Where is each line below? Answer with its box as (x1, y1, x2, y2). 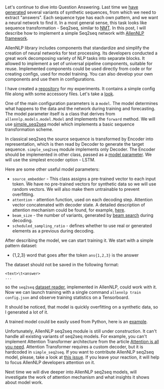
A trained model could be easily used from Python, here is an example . (5, 319, 148, 324)
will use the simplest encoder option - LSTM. (5, 157, 95, 162)
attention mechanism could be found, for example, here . (12, 207, 126, 213)
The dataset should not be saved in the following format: (5, 262, 119, 267)
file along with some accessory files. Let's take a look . (5, 91, 115, 97)
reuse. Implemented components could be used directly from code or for (5, 66, 152, 72)
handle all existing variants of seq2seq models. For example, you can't (5, 334, 147, 339)
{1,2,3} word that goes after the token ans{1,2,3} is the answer (12, 252, 139, 258)
